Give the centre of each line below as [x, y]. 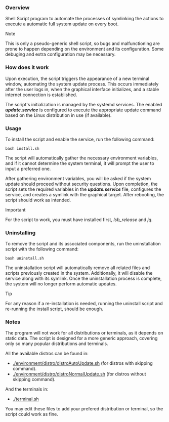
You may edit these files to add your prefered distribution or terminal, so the [84, 409]
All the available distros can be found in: [47, 354]
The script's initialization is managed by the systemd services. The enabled [84, 104]
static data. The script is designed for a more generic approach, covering [81, 339]
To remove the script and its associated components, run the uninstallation [83, 244]
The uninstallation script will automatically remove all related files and [78, 268]
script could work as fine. [32, 414]
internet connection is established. [41, 95]
